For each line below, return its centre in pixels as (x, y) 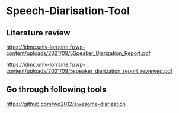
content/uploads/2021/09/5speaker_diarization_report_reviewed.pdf (89, 71)
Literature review (38, 33)
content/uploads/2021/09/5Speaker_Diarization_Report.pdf (79, 53)
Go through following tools (56, 90)
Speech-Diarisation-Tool (68, 11)
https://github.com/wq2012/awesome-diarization (66, 104)
